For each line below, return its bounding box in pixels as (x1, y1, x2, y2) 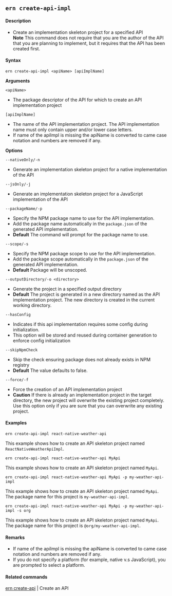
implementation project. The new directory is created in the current (12, 296, 155, 303)
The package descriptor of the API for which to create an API (12, 97, 142, 103)
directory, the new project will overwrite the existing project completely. (12, 397, 164, 403)
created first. (12, 45, 40, 51)
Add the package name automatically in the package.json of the (12, 220, 147, 227)
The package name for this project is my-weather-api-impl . (5, 494, 129, 499)
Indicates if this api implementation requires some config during (12, 321, 148, 327)
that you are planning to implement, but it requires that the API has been (12, 40, 165, 46)
